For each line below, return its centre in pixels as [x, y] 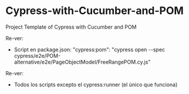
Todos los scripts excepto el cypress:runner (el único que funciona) [96, 84]
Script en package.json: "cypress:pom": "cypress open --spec [90, 49]
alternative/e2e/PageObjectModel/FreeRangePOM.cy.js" [82, 62]
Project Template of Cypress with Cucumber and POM [71, 27]
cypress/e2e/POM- [37, 55]
